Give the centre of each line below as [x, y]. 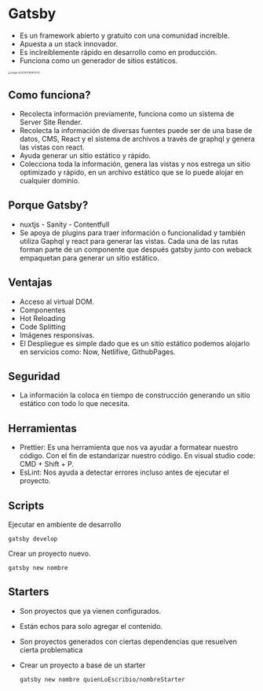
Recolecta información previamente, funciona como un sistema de [127, 114]
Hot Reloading [42, 318]
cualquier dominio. [49, 181]
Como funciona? [49, 95]
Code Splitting [42, 327]
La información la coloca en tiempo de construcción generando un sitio [135, 395]
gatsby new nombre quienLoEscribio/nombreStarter [102, 679]
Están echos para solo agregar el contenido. [91, 626]
